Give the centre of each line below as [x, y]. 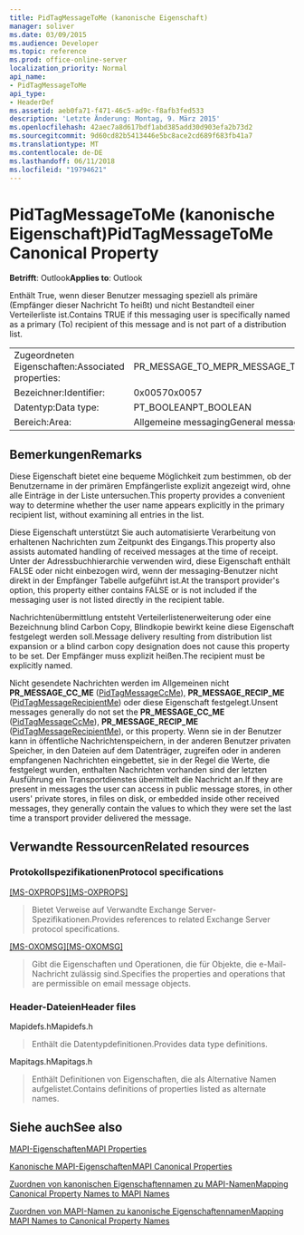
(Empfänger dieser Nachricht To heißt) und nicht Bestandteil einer [132, 306]
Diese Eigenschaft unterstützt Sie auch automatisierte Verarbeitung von [142, 532]
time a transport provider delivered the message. [100, 818]
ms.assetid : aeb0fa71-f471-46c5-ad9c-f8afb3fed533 [107, 111]
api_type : [28, 93]
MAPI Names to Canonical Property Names [90, 1220]
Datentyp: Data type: [57, 407]
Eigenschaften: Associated [69, 366]
